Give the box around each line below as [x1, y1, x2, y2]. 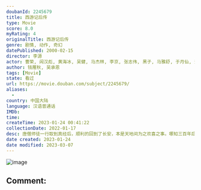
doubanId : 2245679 [6, 8, 52, 15]
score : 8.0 [6, 25, 33, 32]
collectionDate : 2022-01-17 [6, 125, 77, 131]
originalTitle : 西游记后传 [6, 36, 69, 42]
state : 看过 [6, 75, 34, 81]
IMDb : [6, 109, 20, 115]
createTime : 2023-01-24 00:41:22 [6, 120, 90, 126]
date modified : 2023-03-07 [6, 142, 74, 148]
